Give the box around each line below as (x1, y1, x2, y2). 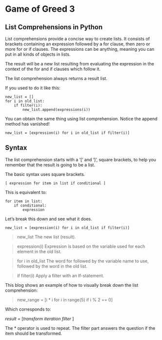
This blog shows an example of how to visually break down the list (5, 282, 139, 288)
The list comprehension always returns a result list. (5, 76, 107, 81)
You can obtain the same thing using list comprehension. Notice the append (5, 116, 158, 122)
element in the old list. (17, 248, 62, 255)
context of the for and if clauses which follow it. (5, 66, 101, 72)
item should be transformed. (5, 330, 62, 336)
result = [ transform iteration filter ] (5, 316, 74, 321)
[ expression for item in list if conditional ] (5, 181, 106, 186)
